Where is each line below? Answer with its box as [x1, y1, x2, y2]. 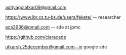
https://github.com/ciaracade [5, 34, 67, 40]
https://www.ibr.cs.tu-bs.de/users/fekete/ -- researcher [5, 14, 121, 20]
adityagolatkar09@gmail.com [5, 5, 67, 10]
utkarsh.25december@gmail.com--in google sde [5, 44, 107, 50]
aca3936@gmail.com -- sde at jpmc [5, 24, 81, 30]
